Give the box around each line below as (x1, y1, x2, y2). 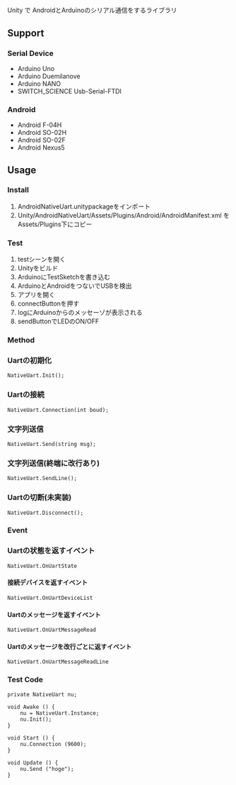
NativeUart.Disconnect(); (7, 509, 83, 516)
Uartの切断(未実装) (7, 493, 72, 503)
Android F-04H (17, 121, 62, 129)
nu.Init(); (20, 716, 52, 723)
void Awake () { (7, 703, 55, 711)
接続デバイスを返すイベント (7, 578, 88, 586)
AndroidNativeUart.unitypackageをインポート (17, 202, 151, 211)
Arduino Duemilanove (17, 72, 81, 80)
